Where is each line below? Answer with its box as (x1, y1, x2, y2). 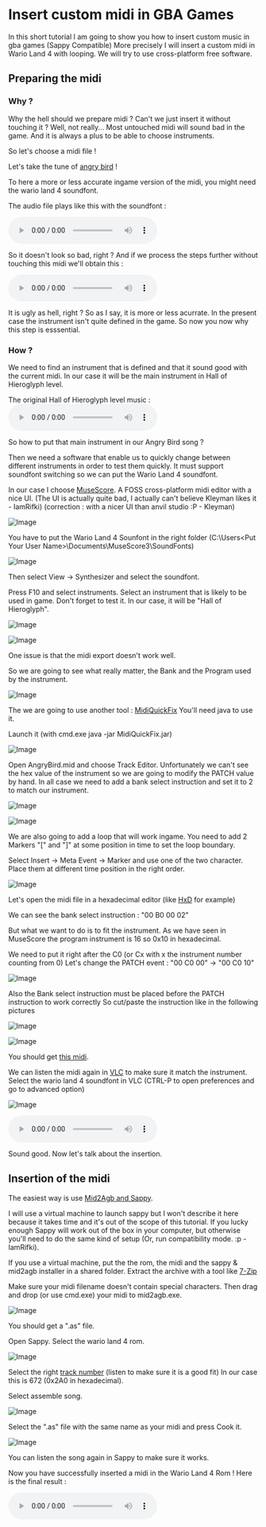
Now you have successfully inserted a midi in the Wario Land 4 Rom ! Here (8, 1468, 253, 1478)
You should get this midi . (8, 1052, 89, 1061)
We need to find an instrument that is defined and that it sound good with (8, 362, 248, 372)
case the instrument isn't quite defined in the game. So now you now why (8, 316, 249, 325)
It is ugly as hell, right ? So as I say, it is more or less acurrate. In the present (8, 308, 257, 317)
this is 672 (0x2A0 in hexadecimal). (8, 1375, 124, 1385)
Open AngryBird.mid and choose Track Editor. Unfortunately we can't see (8, 760, 249, 769)
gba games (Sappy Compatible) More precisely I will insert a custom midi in (8, 40, 256, 49)
